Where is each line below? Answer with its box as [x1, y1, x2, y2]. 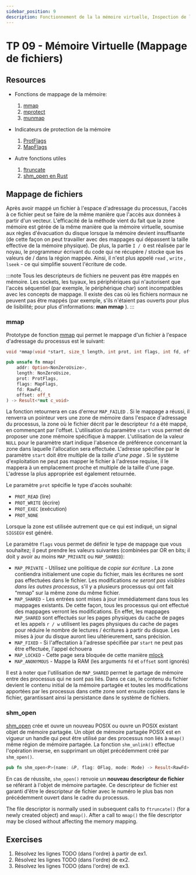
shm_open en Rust [23, 172, 68, 179]
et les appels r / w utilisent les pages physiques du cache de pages [14, 621, 179, 628]
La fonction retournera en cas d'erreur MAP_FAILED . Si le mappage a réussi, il [6, 408, 190, 415]
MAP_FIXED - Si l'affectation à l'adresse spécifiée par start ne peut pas [14, 639, 183, 646]
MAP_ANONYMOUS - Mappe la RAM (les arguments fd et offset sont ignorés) [14, 658, 190, 665]
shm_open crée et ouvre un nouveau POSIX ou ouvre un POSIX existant [6, 722, 178, 729]
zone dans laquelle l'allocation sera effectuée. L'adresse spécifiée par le [6, 445, 180, 452]
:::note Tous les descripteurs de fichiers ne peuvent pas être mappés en [6, 272, 179, 279]
